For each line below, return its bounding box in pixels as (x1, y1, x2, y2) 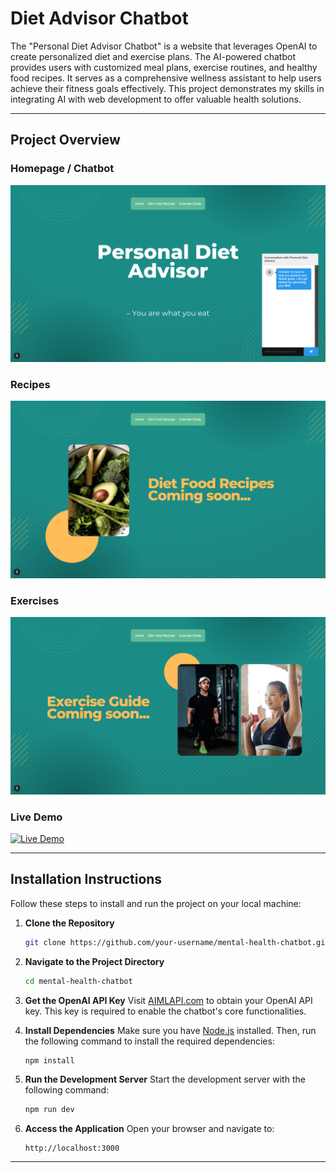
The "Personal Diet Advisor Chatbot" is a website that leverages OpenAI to (10, 40, 318, 52)
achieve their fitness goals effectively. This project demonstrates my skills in (10, 82, 325, 94)
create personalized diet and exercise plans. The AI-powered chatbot (10, 50, 296, 62)
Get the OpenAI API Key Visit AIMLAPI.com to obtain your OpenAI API (24, 994, 313, 1006)
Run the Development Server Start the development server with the (24, 1073, 306, 1086)
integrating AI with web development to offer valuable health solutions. (10, 93, 302, 105)
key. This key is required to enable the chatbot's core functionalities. (24, 1005, 307, 1017)
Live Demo (10, 810, 63, 824)
